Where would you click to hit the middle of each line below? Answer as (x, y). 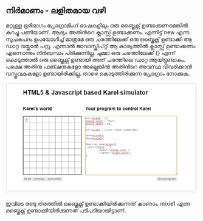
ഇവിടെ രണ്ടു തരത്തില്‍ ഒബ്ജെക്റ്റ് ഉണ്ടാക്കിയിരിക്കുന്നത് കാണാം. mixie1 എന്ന (98, 204)
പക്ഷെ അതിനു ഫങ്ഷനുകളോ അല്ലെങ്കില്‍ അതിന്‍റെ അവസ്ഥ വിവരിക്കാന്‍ (99, 67)
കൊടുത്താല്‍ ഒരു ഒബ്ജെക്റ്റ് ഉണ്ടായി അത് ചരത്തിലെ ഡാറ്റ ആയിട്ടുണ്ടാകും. (96, 60)
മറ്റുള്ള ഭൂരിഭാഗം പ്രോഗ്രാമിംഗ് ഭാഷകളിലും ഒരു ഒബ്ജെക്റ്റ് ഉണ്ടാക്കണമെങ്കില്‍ (97, 25)
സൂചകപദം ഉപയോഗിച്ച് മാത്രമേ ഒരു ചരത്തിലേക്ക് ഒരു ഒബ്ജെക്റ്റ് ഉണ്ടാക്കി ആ (99, 39)
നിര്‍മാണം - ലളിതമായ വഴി (56, 11)
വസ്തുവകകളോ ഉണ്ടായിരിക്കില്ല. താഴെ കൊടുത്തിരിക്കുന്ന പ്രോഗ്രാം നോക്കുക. (98, 73)
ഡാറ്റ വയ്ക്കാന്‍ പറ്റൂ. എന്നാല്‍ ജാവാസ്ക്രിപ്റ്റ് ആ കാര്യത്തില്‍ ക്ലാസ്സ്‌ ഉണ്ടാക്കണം (101, 46)
